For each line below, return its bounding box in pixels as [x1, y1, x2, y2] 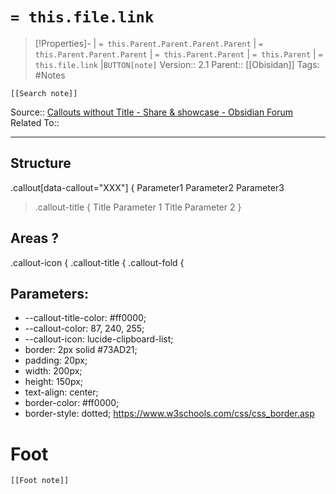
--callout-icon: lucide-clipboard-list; [24, 333, 174, 345]
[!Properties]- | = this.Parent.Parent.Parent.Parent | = [34, 37, 264, 49]
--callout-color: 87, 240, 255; [24, 323, 145, 335]
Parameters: [10, 285, 89, 302]
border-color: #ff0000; [24, 397, 120, 409]
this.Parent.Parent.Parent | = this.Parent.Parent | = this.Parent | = [34, 48, 323, 60]
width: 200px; [24, 365, 83, 377]
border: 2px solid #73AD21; [24, 344, 138, 356]
